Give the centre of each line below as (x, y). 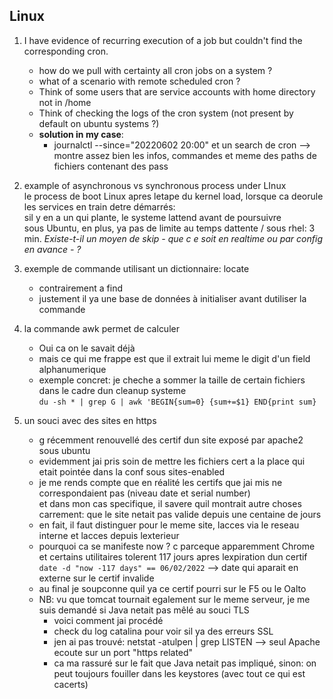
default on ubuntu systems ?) (99, 123)
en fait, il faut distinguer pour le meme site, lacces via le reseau (169, 525)
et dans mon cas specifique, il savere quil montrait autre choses (170, 503)
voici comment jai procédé (108, 620)
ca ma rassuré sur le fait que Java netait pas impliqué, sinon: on (185, 663)
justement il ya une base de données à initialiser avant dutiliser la (172, 298)
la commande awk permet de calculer (101, 328)
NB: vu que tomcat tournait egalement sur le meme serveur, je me (174, 599)
